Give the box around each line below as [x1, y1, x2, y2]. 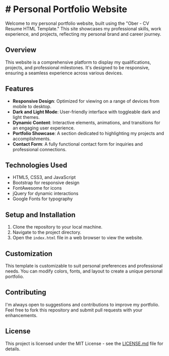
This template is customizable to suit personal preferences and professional [5, 263, 163, 269]
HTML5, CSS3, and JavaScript [12, 174, 76, 181]
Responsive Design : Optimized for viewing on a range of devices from [12, 98, 160, 104]
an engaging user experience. [12, 125, 75, 131]
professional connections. [12, 146, 67, 152]
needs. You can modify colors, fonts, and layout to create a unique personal [5, 268, 163, 274]
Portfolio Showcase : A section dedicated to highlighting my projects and [12, 130, 164, 136]
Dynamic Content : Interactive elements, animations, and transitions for [12, 119, 160, 125]
